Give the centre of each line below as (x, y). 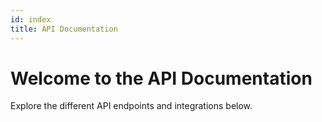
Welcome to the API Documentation (161, 78)
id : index (31, 19)
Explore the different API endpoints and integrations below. (131, 106)
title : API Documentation (64, 29)
